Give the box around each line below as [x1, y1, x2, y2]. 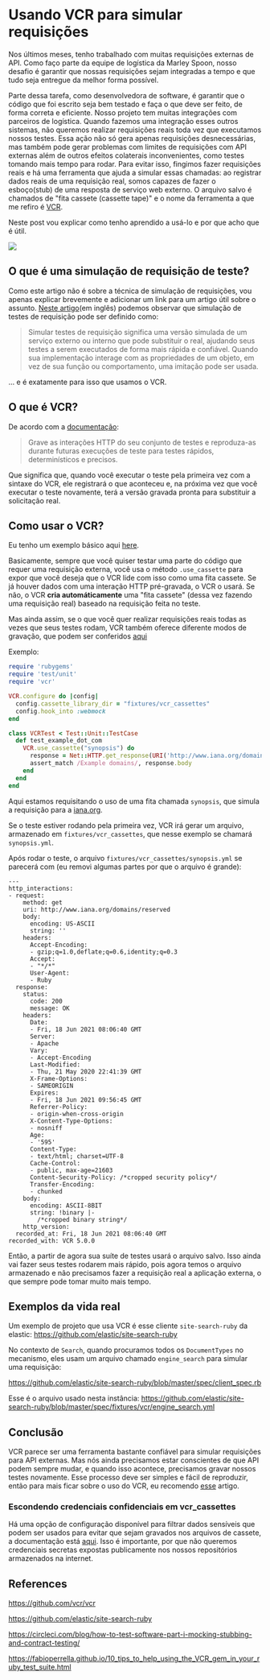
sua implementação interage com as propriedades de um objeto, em [27, 353, 255, 362]
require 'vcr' [8, 678, 56, 686]
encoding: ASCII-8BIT [29, 1202, 103, 1210]
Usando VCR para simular [8, 6, 183, 24]
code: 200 [29, 997, 63, 1005]
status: [22, 990, 48, 998]
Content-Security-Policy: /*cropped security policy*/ [29, 1173, 218, 1181]
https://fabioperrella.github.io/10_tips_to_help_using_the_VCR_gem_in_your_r [8, 1653, 260, 1664]
